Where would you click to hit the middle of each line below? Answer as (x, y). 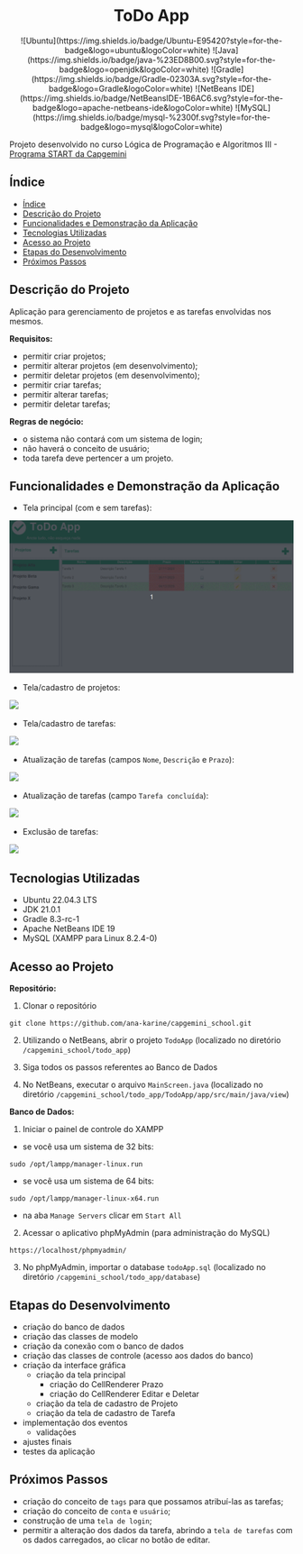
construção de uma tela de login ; (87, 1521)
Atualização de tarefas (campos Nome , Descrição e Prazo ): (128, 759)
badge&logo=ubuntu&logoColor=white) (138, 50)
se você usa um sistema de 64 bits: (88, 1181)
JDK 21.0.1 (41, 910)
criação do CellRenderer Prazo (106, 1385)
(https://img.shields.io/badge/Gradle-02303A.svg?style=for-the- (151, 78)
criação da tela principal (81, 1375)
